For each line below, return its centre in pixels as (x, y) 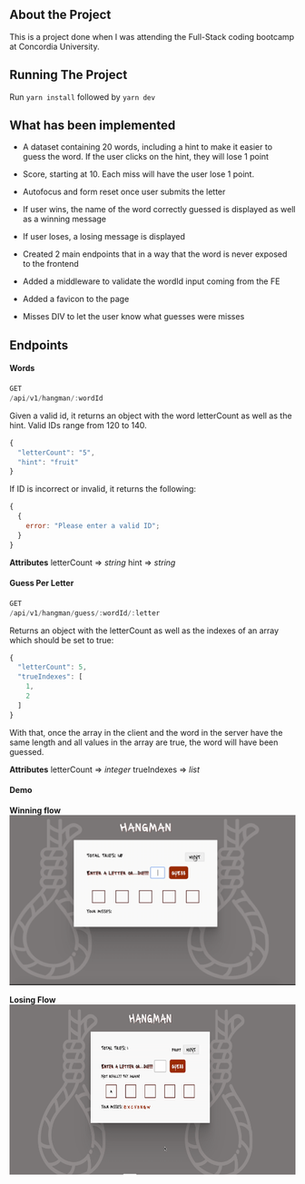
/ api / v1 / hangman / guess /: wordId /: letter (85, 613)
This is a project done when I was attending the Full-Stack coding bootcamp (152, 36)
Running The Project (69, 75)
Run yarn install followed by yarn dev (83, 97)
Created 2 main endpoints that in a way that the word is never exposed (155, 254)
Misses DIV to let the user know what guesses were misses (133, 317)
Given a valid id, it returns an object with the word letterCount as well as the (151, 416)
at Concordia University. (54, 46)
